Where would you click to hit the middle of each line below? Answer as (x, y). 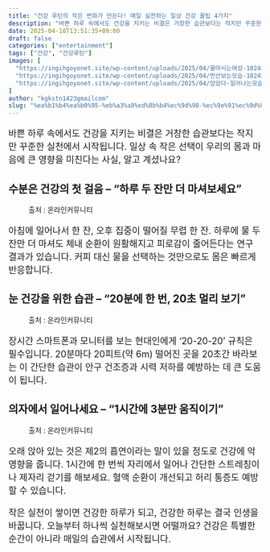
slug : (17, 106)
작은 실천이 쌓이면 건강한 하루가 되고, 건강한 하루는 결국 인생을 (133, 513)
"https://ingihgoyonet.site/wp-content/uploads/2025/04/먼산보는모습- (131, 76)
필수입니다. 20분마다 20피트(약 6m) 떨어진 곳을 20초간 (119, 354)
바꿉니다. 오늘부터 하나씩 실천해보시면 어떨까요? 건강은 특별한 (132, 526)
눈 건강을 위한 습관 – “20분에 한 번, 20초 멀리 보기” (127, 299)
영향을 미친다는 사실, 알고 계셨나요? (109, 160)
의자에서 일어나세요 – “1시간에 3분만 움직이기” (116, 409)
